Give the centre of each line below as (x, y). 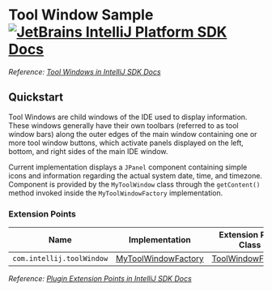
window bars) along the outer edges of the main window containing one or (133, 134)
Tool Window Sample (81, 15)
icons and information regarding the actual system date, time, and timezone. (136, 175)
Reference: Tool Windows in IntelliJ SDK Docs (85, 71)
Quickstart (36, 98)
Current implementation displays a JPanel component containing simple (128, 167)
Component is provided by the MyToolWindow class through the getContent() (134, 184)
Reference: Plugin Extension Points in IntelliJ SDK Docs (100, 279)
